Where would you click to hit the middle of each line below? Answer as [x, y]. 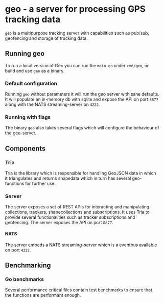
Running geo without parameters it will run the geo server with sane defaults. [82, 94]
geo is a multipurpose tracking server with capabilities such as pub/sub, [77, 33]
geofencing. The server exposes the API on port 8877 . [59, 223]
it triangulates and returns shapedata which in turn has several [68, 178]
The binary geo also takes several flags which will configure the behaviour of [82, 128]
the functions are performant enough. [43, 295]
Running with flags [28, 117]
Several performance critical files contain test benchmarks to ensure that [79, 290]
